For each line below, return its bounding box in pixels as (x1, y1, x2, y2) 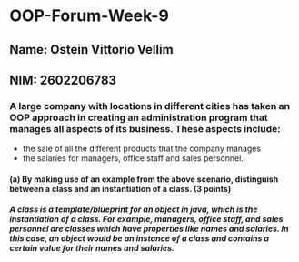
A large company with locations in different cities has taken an (9, 99, 291, 112)
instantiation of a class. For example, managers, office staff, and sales (9, 214, 284, 225)
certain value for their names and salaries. (9, 243, 175, 254)
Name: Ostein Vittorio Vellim (9, 42, 174, 57)
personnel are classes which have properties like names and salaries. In (9, 224, 289, 235)
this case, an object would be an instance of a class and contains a (9, 233, 270, 244)
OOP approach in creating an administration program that (9, 111, 268, 124)
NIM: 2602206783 (9, 72, 116, 87)
